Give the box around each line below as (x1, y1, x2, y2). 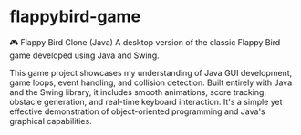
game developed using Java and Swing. (9, 50, 160, 61)
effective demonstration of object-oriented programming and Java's (9, 106, 266, 117)
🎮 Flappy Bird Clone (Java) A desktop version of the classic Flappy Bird (9, 36, 281, 47)
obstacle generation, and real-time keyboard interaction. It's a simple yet (9, 96, 283, 107)
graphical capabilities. (9, 115, 93, 126)
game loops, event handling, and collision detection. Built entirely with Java (9, 77, 293, 88)
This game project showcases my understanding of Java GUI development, (9, 67, 293, 78)
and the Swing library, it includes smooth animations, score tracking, (9, 86, 267, 97)
